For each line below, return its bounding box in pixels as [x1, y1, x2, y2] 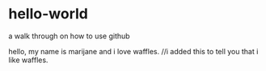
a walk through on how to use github [8, 31, 131, 41]
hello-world [8, 5, 89, 23]
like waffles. [8, 55, 49, 65]
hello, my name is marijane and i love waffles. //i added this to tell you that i [8, 46, 259, 56]
